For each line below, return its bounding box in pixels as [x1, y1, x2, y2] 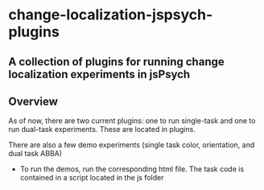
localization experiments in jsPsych [8, 67, 191, 81]
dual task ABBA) [8, 149, 63, 159]
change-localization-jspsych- [8, 6, 213, 24]
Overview [8, 94, 59, 108]
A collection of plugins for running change [8, 55, 225, 68]
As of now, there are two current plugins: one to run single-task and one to [8, 116, 256, 126]
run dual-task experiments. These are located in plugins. [8, 125, 196, 134]
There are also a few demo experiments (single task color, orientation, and [8, 140, 255, 150]
